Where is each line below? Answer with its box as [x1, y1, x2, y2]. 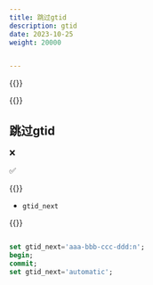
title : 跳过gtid [9, 12, 67, 22]
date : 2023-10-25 [9, 29, 74, 38]
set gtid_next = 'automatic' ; [9, 267, 114, 276]
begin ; [9, 250, 34, 259]
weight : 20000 [9, 37, 62, 47]
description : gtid [9, 21, 77, 30]
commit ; [9, 259, 38, 268]
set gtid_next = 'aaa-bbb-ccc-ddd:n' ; [9, 242, 145, 252]
